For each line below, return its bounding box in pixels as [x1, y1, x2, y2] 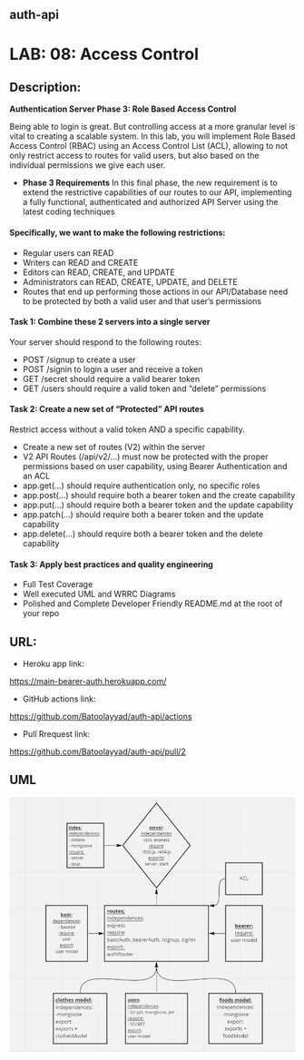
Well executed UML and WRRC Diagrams [22, 589, 176, 600]
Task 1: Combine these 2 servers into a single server [9, 317, 211, 328]
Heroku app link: [22, 658, 84, 670]
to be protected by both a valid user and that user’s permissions [22, 295, 261, 307]
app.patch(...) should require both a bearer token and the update [22, 509, 264, 520]
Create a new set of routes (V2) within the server [22, 442, 206, 452]
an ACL [22, 471, 51, 481]
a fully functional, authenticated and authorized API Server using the [22, 197, 279, 208]
